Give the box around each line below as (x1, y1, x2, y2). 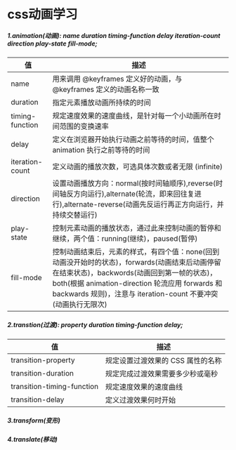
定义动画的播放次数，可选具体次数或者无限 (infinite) (52, 162, 223, 172)
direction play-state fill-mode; (7, 39, 98, 48)
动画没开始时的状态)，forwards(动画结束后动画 (52, 258, 207, 267)
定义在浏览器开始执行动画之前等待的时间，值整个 (52, 135, 214, 145)
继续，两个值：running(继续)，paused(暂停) (52, 234, 198, 244)
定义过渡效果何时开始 (105, 395, 176, 405)
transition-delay (11, 395, 65, 404)
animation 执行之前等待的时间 (52, 145, 150, 155)
